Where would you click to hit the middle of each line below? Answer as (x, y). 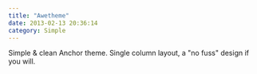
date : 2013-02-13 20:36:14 (53, 23)
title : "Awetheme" (39, 16)
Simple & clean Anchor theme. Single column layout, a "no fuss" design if (129, 53)
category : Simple (37, 30)
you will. (22, 61)
